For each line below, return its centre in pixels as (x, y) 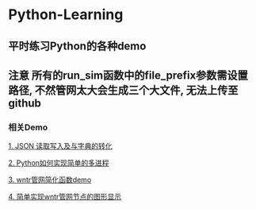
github (25, 103)
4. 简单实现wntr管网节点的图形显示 (65, 197)
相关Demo (28, 127)
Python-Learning (66, 15)
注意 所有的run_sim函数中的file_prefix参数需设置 (128, 75)
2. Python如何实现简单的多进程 (59, 163)
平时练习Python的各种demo (77, 46)
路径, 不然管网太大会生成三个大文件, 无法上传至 (123, 90)
